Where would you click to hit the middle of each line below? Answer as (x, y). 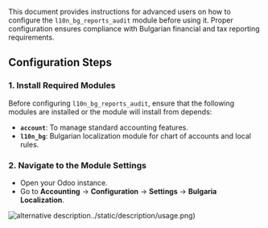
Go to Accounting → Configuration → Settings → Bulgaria (118, 191)
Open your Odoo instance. (64, 182)
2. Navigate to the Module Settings (78, 165)
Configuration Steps (60, 62)
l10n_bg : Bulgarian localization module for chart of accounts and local (136, 135)
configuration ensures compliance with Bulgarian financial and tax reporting (134, 29)
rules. (29, 144)
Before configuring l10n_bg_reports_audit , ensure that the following (122, 103)
